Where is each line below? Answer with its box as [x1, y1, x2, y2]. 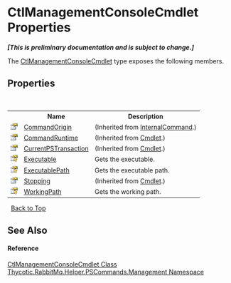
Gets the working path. [95, 187, 161, 196]
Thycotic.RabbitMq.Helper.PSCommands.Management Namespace [7, 268, 205, 277]
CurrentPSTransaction [23, 144, 89, 153]
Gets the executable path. [95, 165, 170, 175]
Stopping [23, 176, 51, 185]
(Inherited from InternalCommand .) [95, 123, 197, 131]
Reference [7, 244, 39, 253]
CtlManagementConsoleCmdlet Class [7, 260, 117, 269]
